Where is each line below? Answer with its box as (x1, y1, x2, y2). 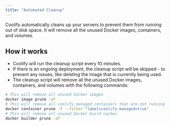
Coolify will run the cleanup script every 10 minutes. (12, 61, 122, 67)
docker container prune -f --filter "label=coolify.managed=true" (5, 107, 149, 112)
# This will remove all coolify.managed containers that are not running (5, 102, 165, 107)
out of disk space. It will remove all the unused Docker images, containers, (5, 27, 162, 33)
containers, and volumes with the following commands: (12, 82, 129, 88)
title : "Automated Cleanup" (5, 7, 65, 13)
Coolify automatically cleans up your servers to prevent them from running (5, 21, 162, 28)
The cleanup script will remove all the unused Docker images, (12, 77, 143, 83)
